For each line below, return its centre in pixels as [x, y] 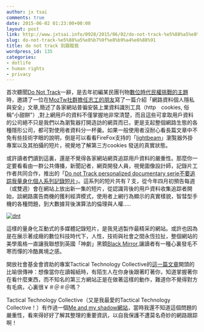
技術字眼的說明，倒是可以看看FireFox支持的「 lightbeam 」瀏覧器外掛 [107, 138]
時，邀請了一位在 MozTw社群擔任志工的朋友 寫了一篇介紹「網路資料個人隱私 [100, 100]
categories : [21, 57]
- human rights [25, 68]
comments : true [25, 18]
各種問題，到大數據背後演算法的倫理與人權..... [74, 204]
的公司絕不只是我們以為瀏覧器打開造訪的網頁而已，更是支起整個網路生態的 [99, 123]
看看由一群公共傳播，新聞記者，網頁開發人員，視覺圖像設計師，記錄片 [104, 166]
